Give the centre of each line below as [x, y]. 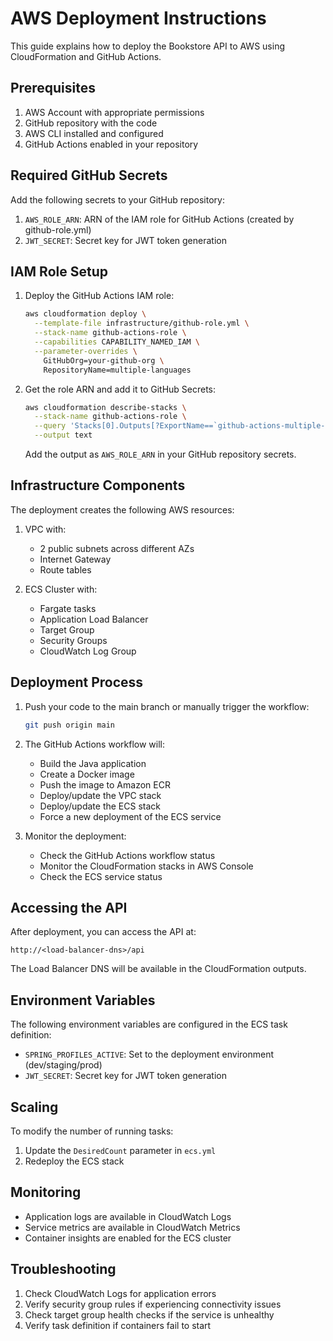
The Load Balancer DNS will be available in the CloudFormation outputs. [158, 969]
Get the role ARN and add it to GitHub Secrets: [120, 389]
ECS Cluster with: [61, 589]
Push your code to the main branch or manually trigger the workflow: [167, 706]
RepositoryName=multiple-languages [117, 370]
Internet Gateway [75, 559]
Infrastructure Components [98, 485]
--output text [63, 435]
